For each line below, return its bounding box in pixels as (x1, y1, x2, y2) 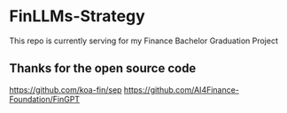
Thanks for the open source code (9, 61, 197, 76)
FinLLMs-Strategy (9, 6, 146, 26)
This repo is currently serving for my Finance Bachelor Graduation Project (9, 35, 279, 46)
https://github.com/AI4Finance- (123, 84, 239, 94)
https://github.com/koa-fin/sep (9, 84, 122, 94)
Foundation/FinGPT (9, 94, 81, 104)
